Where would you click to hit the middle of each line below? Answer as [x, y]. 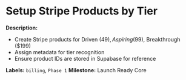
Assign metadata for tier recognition [59, 52]
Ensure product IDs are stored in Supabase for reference [85, 58]
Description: [22, 28]
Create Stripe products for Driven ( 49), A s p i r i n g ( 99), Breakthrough [97, 39]
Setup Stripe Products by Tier [82, 11]
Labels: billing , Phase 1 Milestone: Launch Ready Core [76, 70]
